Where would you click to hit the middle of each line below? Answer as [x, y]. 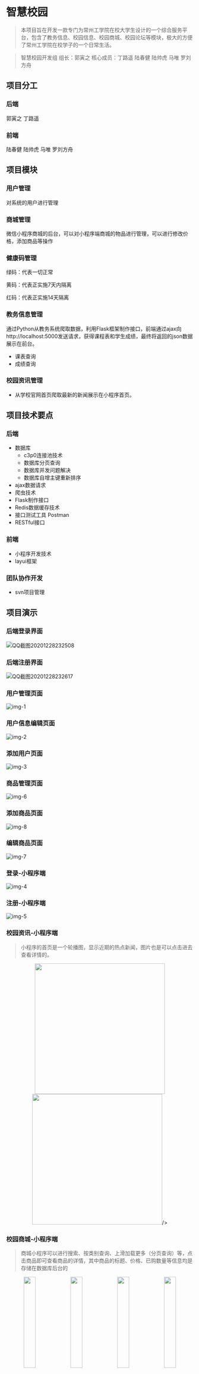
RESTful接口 [30, 522]
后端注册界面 [25, 662]
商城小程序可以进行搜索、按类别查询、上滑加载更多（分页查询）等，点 [107, 1253]
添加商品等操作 [35, 241]
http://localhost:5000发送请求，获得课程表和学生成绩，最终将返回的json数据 [99, 336]
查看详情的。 [36, 954]
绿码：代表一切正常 [30, 272]
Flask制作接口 [32, 500]
